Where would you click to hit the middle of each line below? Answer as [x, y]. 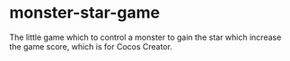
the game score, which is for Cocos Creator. [91, 46]
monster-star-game [84, 13]
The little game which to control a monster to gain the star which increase [145, 37]
